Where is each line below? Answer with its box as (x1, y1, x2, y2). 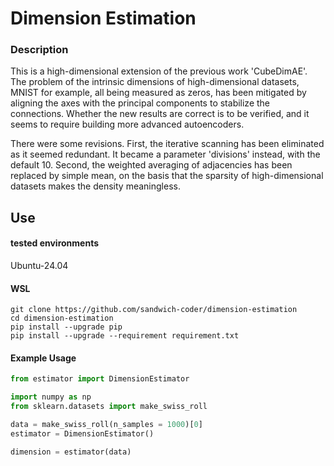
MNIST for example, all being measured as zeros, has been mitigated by (10, 87, 307, 99)
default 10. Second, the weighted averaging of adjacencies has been (10, 159, 293, 171)
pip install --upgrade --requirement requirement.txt (10, 331, 240, 341)
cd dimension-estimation (10, 313, 114, 324)
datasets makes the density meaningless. (10, 180, 181, 192)
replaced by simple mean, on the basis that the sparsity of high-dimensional (10, 170, 324, 182)
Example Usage (10, 352, 77, 364)
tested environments (10, 237, 100, 249)
